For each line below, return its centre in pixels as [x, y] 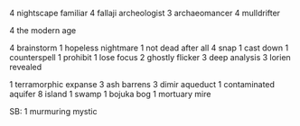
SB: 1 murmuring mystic [53, 111]
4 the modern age [43, 30]
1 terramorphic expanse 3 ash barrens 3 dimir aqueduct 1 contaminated [142, 84]
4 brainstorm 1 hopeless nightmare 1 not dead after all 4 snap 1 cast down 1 [149, 48]
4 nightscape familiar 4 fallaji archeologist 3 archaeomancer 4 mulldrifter [145, 13]
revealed [26, 67]
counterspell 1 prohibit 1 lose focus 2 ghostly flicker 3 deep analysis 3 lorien [150, 57]
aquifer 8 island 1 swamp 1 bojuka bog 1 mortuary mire [110, 94]
